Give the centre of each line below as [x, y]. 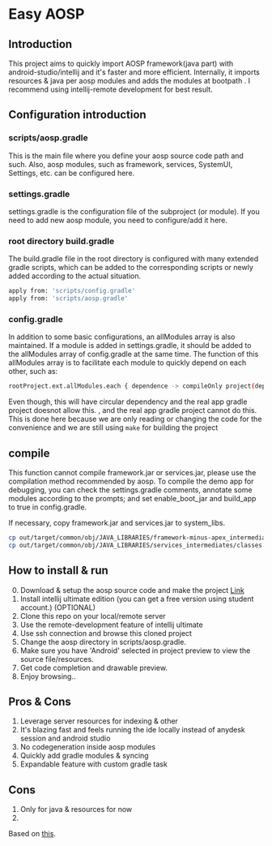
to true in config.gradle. [48, 507]
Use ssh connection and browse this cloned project [106, 633]
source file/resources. [57, 659]
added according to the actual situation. [75, 276]
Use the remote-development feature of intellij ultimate [112, 625]
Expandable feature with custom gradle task [93, 764]
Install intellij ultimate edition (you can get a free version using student [137, 599]
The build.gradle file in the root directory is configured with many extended [134, 259]
